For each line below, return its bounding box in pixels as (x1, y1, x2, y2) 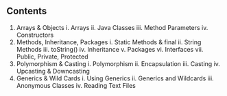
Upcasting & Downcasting (16, 67, 91, 75)
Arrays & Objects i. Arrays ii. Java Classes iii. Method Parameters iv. (16, 23, 208, 31)
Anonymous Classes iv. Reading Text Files (16, 81, 136, 89)
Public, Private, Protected (16, 52, 88, 61)
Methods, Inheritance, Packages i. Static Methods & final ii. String (16, 37, 202, 46)
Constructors (16, 31, 54, 39)
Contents (6, 5, 47, 17)
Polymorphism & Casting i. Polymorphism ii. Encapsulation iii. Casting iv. (16, 59, 221, 67)
